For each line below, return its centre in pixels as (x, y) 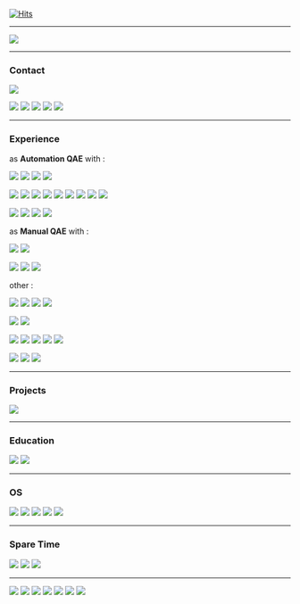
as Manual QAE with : (49, 231)
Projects (28, 390)
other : (21, 285)
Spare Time (35, 544)
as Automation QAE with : (57, 158)
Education (32, 440)
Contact (27, 70)
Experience (34, 139)
